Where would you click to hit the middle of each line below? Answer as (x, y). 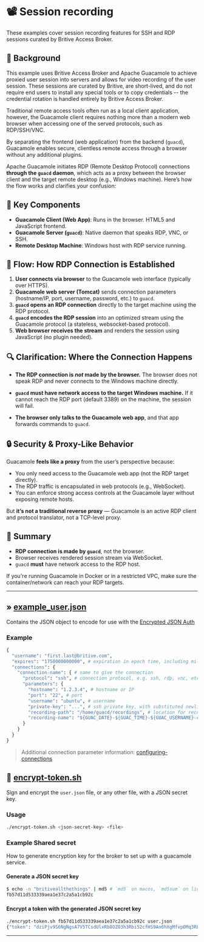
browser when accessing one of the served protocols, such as (84, 123)
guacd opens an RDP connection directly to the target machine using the (105, 305)
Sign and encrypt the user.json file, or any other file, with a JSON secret (97, 792)
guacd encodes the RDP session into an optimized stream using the (99, 318)
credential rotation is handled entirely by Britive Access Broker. (85, 98)
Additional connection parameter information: (78, 752)
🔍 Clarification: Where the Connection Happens (99, 357)
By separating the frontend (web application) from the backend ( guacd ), (96, 142)
